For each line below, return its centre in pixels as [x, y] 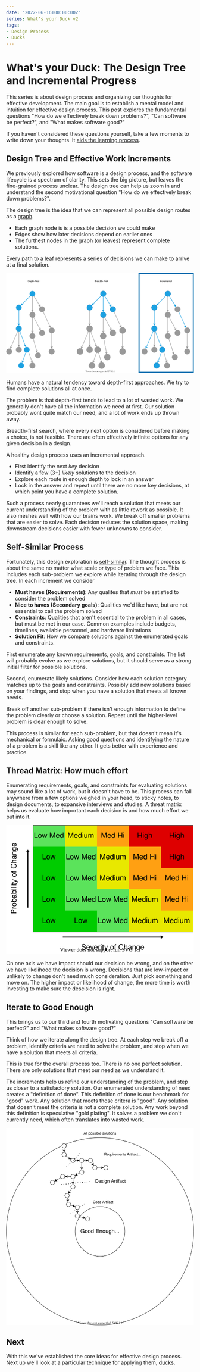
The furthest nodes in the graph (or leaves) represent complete [92, 240]
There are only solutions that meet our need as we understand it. [86, 1070]
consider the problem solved [50, 598]
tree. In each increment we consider [51, 580]
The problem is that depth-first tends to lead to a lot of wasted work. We [95, 400]
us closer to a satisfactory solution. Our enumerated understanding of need [99, 1088]
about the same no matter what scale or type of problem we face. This [93, 568]
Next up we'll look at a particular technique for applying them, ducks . [91, 1362]
